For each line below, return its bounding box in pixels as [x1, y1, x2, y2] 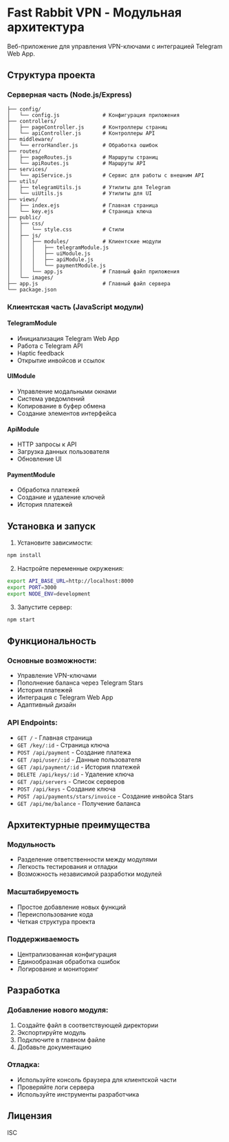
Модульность [7, 839, 56, 849]
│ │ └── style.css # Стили [7, 226, 125, 233]
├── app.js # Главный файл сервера [7, 280, 171, 287]
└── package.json [7, 286, 57, 293]
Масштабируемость [7, 887, 79, 897]
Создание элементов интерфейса [17, 409, 117, 417]
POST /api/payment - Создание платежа [17, 748, 131, 756]
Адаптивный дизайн [17, 701, 76, 709]
